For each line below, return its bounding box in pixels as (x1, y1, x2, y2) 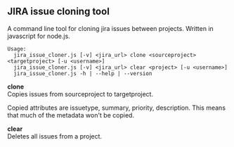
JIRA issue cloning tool (7, 6, 110, 18)
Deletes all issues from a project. (7, 132, 103, 140)
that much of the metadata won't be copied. (7, 110, 135, 119)
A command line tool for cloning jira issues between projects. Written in (7, 24, 214, 32)
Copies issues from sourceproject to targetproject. (7, 89, 153, 98)
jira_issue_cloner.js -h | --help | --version (13, 70, 152, 77)
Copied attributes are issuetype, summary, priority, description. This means (7, 103, 226, 112)
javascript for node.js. (7, 32, 70, 40)
